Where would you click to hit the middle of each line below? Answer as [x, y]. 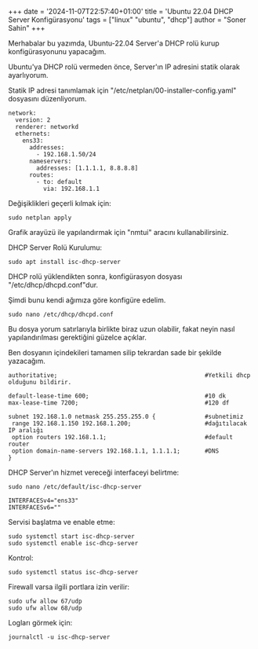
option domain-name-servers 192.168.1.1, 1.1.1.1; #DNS [115, 451]
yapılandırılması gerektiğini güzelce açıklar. [77, 337]
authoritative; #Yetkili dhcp [129, 376]
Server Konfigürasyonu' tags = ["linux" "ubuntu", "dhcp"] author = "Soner [127, 20]
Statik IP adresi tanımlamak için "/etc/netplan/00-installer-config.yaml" [122, 90]
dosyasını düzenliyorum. [47, 99]
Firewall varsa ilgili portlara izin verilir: [69, 587]
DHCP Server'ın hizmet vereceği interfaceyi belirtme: [94, 472]
